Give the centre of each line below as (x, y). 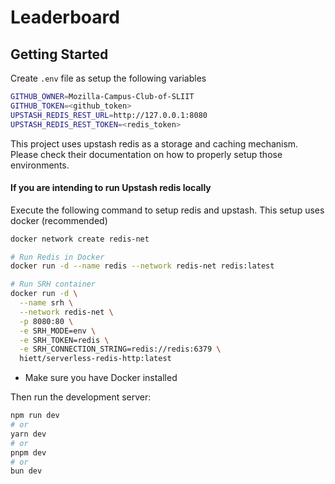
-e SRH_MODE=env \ (58, 331)
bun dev (26, 471)
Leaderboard (65, 17)
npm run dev (35, 416)
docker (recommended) (59, 220)
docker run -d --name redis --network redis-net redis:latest (142, 266)
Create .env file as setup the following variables (108, 78)
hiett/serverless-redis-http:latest (95, 359)
